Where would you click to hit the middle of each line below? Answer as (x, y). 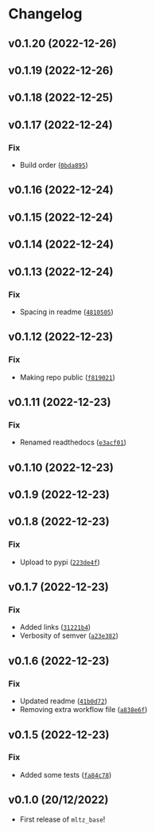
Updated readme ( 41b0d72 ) (63, 701)
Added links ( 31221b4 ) (55, 627)
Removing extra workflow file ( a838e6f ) (83, 710)
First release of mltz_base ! (62, 819)
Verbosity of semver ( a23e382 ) (69, 635)
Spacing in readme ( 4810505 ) (66, 312)
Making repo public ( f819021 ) (67, 377)
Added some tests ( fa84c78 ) (66, 774)
